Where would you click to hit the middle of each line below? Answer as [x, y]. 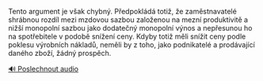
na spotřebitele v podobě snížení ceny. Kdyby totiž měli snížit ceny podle [127, 36]
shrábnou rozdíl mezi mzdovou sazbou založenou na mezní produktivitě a [128, 20]
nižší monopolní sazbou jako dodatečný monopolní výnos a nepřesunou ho [130, 28]
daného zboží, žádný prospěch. [60, 53]
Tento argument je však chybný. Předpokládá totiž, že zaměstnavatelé [123, 11]
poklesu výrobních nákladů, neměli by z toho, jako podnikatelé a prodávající [131, 45]
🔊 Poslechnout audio [44, 69]
